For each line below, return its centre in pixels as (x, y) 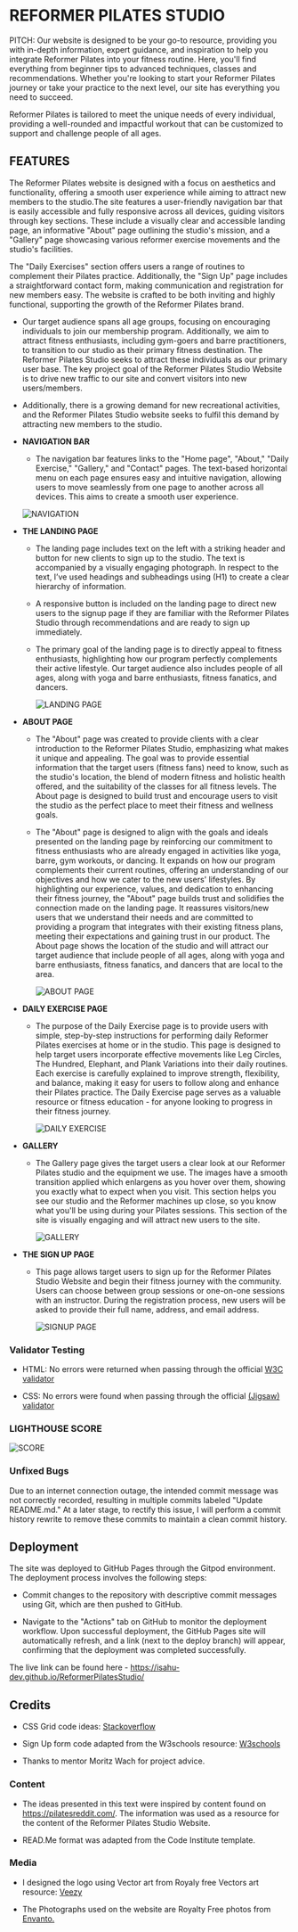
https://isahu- (155, 1667)
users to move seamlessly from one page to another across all (149, 487)
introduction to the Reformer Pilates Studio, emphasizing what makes (162, 748)
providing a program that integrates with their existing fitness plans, (159, 926)
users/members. (52, 388)
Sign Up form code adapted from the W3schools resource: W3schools (151, 1744)
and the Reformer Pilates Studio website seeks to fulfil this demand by (151, 415)
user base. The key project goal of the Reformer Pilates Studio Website (152, 369)
